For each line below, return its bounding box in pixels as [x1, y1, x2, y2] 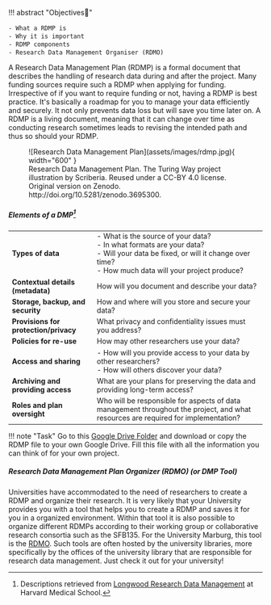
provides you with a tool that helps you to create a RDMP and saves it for [8, 504, 250, 514]
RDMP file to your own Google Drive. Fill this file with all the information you [8, 439, 260, 449]
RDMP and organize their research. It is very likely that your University [8, 495, 242, 505]
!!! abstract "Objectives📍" [8, 8, 93, 17]
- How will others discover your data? [96, 364, 222, 375]
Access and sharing [11, 356, 81, 366]
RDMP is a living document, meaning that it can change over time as [8, 114, 236, 124]
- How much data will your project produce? [96, 266, 244, 275]
